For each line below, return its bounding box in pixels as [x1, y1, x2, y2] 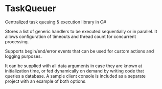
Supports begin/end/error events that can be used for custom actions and [5, 48, 154, 54]
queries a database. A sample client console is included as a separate [5, 73, 146, 79]
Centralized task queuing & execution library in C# [5, 19, 106, 25]
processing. [5, 38, 29, 44]
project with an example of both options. [5, 78, 87, 84]
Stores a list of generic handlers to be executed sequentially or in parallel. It [5, 28, 158, 34]
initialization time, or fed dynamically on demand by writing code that [5, 68, 144, 73]
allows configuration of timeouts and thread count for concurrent [5, 34, 136, 39]
